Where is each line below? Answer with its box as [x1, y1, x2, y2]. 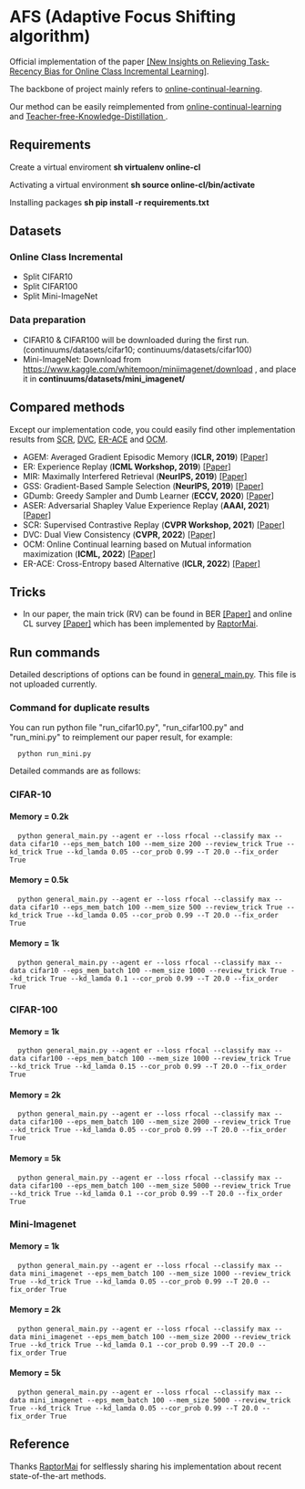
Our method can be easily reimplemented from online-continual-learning [9, 100, 282, 111]
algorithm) [9, 26, 91, 47]
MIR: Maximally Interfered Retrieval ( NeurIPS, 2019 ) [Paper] [22, 470, 248, 481]
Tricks [9, 584, 46, 600]
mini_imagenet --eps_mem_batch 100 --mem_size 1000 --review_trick [29, 1269, 291, 1278]
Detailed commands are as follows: [9, 765, 141, 777]
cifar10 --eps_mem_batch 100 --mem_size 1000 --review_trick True [29, 966, 287, 975]
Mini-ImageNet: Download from [22, 353, 141, 364]
